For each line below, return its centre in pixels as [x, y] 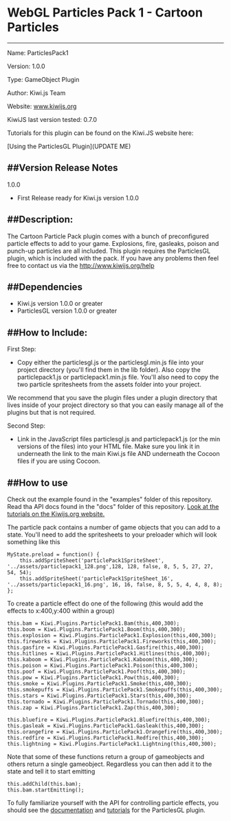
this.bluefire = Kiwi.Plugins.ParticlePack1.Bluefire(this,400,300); [109, 720]
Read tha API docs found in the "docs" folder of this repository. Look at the [113, 507]
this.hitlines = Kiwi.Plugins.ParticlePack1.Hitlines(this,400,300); [109, 654]
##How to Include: [47, 332]
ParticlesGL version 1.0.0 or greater [67, 311]
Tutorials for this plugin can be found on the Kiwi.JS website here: [100, 133]
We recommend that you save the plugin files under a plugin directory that [112, 398]
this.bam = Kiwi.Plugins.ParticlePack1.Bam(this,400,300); [93, 623]
